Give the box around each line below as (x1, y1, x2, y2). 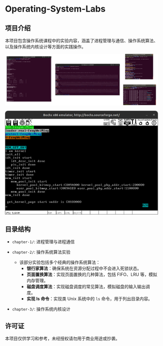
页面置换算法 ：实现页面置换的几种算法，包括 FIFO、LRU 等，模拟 (26, 272, 158, 278)
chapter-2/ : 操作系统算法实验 (12, 249, 71, 255)
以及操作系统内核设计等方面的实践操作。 (5, 44, 86, 49)
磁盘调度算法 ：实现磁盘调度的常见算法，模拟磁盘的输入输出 (26, 284, 146, 290)
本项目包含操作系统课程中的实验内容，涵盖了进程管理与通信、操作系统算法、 (5, 38, 158, 43)
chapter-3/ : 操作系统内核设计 (12, 306, 71, 312)
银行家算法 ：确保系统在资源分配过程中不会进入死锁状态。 (26, 265, 142, 271)
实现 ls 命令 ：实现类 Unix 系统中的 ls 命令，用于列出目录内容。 (26, 296, 153, 302)
